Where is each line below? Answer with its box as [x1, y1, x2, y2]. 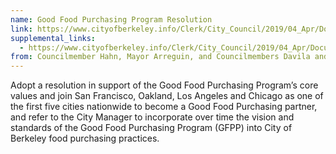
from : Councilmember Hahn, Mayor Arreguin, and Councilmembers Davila [10, 52, 311, 62]
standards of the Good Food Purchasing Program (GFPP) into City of [10, 122, 293, 134]
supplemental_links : [10, 33, 97, 43]
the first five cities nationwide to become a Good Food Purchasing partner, [10, 101, 318, 113]
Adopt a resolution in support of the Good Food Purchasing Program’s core [10, 79, 319, 91]
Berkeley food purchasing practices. [10, 132, 160, 145]
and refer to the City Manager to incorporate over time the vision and [10, 111, 295, 123]
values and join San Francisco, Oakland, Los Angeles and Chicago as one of [10, 90, 324, 102]
